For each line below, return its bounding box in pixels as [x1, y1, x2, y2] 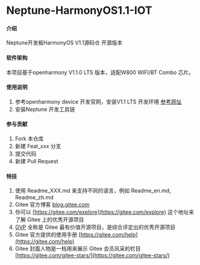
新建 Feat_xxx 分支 [14, 143, 61, 149]
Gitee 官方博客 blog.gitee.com [14, 201, 90, 208]
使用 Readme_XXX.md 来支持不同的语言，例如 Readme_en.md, [14, 187, 172, 195]
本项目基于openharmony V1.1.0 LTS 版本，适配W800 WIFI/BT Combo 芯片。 [6, 69, 195, 76]
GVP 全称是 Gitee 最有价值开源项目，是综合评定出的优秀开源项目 [14, 223, 176, 231]
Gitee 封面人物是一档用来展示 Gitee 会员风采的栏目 [14, 245, 141, 252]
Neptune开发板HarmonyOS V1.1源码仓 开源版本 [6, 39, 123, 46]
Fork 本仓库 [14, 135, 44, 142]
